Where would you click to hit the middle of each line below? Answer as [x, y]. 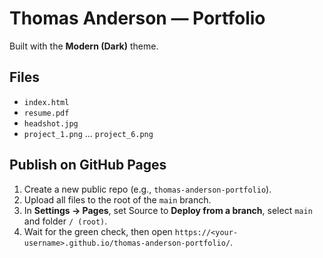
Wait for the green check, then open [98, 231]
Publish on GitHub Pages [88, 165]
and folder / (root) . [65, 221]
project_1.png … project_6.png [88, 133]
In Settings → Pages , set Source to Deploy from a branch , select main [168, 210]
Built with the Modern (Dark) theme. [84, 46]
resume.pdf [46, 113]
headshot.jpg [51, 123]
